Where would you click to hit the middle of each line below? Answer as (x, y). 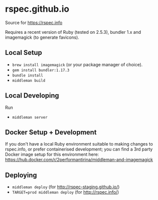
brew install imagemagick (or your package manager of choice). (77, 64)
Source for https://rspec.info (34, 23)
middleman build (29, 80)
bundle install (28, 75)
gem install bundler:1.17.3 (41, 70)
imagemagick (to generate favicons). (42, 37)
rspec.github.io (37, 9)
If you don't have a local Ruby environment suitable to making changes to (79, 144)
